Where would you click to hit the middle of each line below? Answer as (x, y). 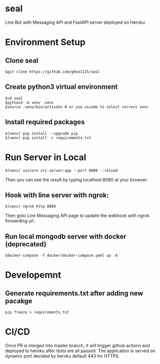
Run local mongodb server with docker (66, 236)
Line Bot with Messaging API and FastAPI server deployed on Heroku (75, 22)
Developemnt (33, 275)
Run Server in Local (46, 157)
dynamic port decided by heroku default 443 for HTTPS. (62, 356)
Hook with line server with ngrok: (57, 195)
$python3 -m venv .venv (30, 102)
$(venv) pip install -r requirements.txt (48, 138)
